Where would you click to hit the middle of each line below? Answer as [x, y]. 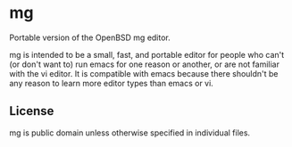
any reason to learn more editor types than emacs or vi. [112, 83]
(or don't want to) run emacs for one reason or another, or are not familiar [144, 64]
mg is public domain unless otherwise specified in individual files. [130, 133]
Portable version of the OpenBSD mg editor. [90, 37]
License [32, 111]
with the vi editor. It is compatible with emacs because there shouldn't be [144, 73]
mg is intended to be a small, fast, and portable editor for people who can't [147, 54]
